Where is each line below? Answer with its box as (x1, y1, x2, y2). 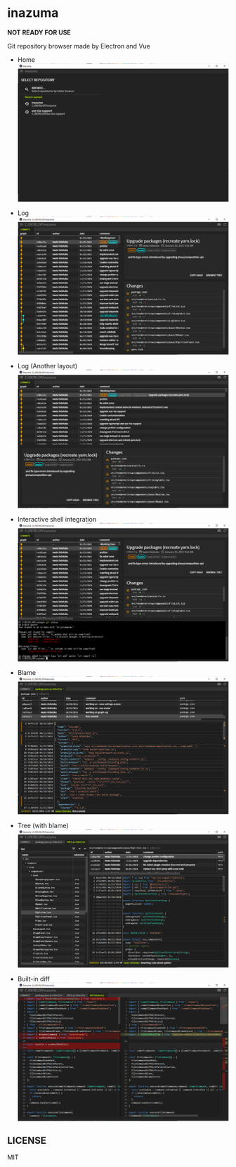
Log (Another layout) (17, 362, 78, 370)
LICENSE (7, 1134, 47, 1147)
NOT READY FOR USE (7, 28, 72, 37)
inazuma (7, 5, 59, 21)
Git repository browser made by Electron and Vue (7, 41, 151, 50)
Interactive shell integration (17, 515, 97, 523)
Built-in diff (17, 974, 51, 983)
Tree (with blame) (17, 821, 69, 830)
